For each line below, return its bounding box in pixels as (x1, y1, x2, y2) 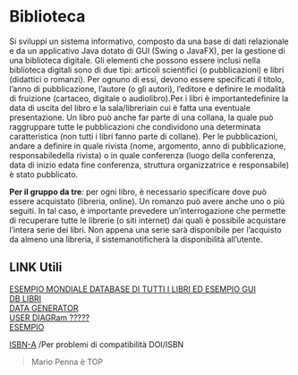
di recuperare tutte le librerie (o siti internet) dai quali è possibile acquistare (9, 215, 286, 226)
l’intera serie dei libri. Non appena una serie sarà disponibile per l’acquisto (9, 224, 282, 234)
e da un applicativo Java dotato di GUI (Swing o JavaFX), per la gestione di (9, 45, 285, 55)
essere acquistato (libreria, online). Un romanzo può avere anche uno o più (9, 195, 285, 207)
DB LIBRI (9, 293, 42, 303)
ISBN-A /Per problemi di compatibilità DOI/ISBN (9, 338, 184, 350)
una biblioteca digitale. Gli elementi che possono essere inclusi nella (9, 55, 261, 65)
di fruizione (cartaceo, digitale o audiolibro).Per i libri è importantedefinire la (9, 92, 289, 104)
